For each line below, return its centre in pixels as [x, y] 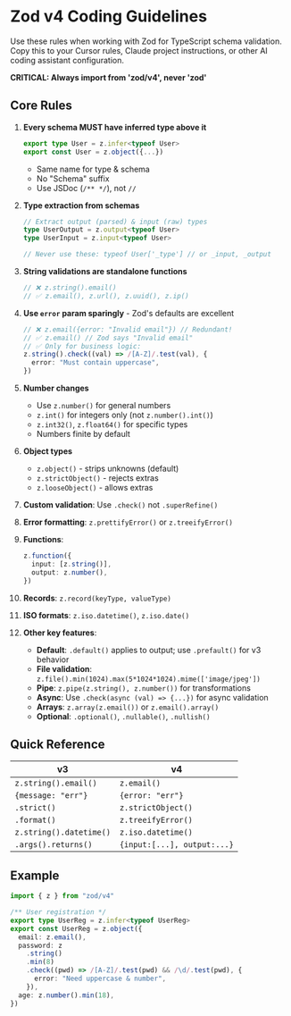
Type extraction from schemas [81, 205]
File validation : [64, 668]
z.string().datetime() [62, 832]
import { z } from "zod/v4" [62, 896]
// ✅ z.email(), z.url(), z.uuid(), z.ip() [106, 296]
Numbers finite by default [83, 434]
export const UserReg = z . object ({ [76, 928]
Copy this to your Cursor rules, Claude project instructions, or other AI [139, 50]
